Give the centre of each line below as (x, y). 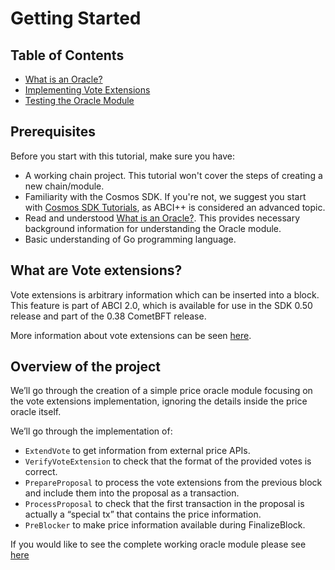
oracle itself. (36, 412)
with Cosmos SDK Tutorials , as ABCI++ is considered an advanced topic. (175, 207)
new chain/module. (64, 186)
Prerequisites (53, 132)
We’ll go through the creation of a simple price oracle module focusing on (161, 391)
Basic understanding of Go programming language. (130, 239)
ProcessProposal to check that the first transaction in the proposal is (164, 504)
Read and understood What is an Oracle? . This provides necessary (162, 218)
